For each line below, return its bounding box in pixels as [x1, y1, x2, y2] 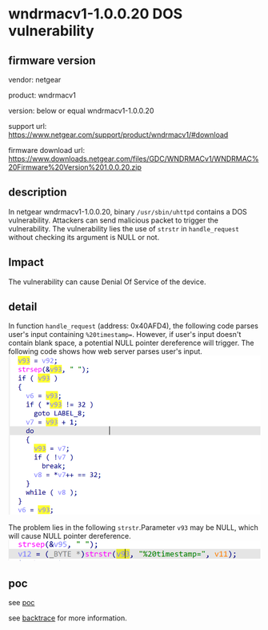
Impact [8, 255, 44, 269]
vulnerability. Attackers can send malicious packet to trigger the [8, 215, 218, 225]
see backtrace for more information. [8, 613, 128, 623]
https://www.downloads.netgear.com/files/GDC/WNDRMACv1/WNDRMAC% [8, 154, 259, 163]
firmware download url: [8, 146, 86, 154]
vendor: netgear [8, 75, 62, 84]
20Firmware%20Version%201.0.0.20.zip [8, 163, 142, 172]
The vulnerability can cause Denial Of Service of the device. [8, 277, 206, 287]
